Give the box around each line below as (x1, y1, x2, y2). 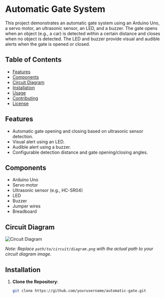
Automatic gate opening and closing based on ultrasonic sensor (12, 128, 144, 134)
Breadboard (12, 208, 37, 214)
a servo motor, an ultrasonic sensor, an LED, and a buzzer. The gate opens (5, 25, 158, 31)
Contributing (12, 95, 38, 101)
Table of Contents (5, 56, 62, 64)
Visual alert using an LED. (12, 138, 65, 145)
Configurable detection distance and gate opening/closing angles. (12, 149, 148, 155)
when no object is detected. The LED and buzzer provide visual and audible (5, 36, 160, 42)
